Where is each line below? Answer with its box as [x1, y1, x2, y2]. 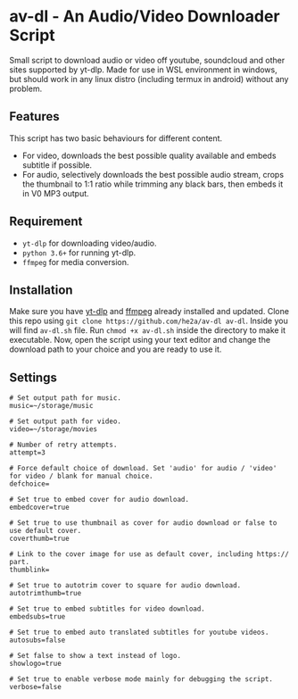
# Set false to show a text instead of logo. [9, 652, 181, 661]
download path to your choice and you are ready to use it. [9, 344, 222, 354]
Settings [9, 370, 58, 385]
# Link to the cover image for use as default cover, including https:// [9, 550, 290, 559]
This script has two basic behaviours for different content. [9, 132, 223, 144]
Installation [9, 282, 73, 297]
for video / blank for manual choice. [9, 471, 153, 481]
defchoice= [9, 479, 50, 488]
